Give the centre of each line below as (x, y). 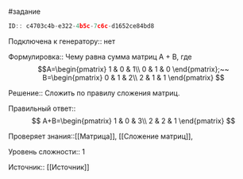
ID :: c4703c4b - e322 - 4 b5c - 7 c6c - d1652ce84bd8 (81, 26)
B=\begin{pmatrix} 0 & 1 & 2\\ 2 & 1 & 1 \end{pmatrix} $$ (133, 77)
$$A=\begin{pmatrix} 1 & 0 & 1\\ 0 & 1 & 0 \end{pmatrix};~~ (133, 69)
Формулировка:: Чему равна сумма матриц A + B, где (100, 56)
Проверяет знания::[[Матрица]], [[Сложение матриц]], (100, 136)
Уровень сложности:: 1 (47, 151)
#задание (25, 12)
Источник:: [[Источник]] (49, 167)
